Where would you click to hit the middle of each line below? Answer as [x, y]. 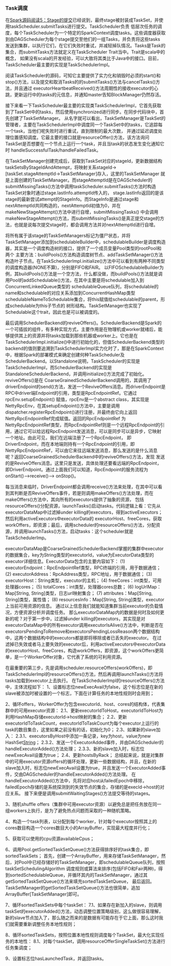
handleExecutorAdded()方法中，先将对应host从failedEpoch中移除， [76, 781]
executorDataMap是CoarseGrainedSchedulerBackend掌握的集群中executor [84, 549]
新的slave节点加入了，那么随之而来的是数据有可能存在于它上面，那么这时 [82, 918]
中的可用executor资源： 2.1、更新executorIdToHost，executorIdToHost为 [86, 710]
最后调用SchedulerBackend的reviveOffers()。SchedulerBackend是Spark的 [83, 323]
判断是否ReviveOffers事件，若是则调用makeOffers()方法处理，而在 [84, 493]
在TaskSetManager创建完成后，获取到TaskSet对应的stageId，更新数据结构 [84, 161]
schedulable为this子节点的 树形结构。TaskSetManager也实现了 [76, 306]
